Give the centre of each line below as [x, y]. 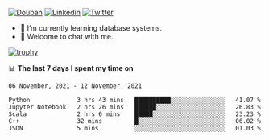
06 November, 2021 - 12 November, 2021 [75, 86]
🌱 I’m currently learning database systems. [91, 28]
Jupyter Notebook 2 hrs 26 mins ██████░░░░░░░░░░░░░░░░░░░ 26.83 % [135, 107]
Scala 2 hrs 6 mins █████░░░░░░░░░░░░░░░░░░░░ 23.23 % [135, 114]
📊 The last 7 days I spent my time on [71, 68]
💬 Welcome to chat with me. [66, 37]
